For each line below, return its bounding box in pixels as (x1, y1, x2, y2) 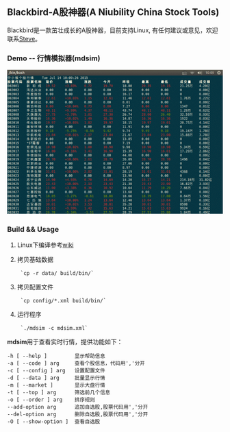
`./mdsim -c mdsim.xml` (20, 325, 88, 332)
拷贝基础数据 (16, 256, 53, 264)
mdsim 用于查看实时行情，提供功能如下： (7, 338, 123, 346)
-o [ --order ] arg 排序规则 (7, 396, 96, 403)
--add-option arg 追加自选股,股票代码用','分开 (7, 404, 149, 411)
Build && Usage (7, 225, 60, 235)
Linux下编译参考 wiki (16, 241, 74, 249)
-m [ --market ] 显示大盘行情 (7, 382, 105, 389)
